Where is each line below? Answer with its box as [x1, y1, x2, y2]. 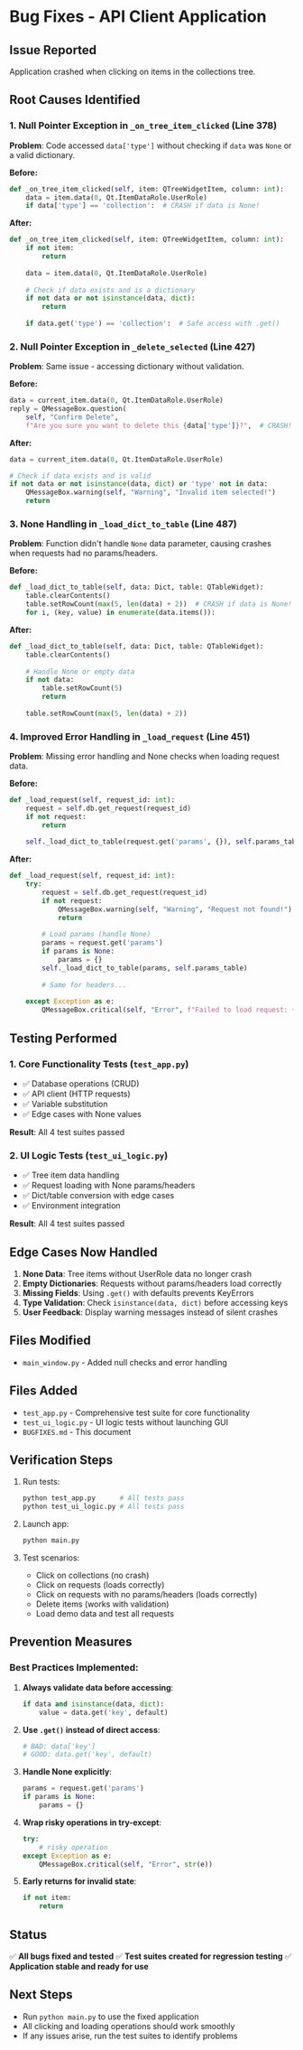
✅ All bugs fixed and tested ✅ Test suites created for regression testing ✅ [9, 1951, 292, 1961]
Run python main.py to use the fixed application [22, 2011, 199, 2022]
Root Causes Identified [9, 92, 141, 107]
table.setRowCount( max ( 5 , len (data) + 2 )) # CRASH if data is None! [25, 600, 293, 609]
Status [9, 1926, 48, 1943]
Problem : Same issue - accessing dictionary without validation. [9, 361, 245, 372]
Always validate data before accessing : [22, 1682, 174, 1692]
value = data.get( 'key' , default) [39, 1708, 169, 1717]
